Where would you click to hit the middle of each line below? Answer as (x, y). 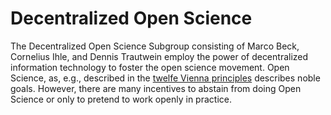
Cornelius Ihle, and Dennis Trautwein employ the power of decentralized (159, 56)
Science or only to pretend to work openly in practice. (121, 99)
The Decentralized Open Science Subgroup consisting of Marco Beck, (155, 46)
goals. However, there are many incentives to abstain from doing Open (156, 88)
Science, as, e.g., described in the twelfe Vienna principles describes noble (165, 78)
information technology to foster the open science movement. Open (150, 67)
